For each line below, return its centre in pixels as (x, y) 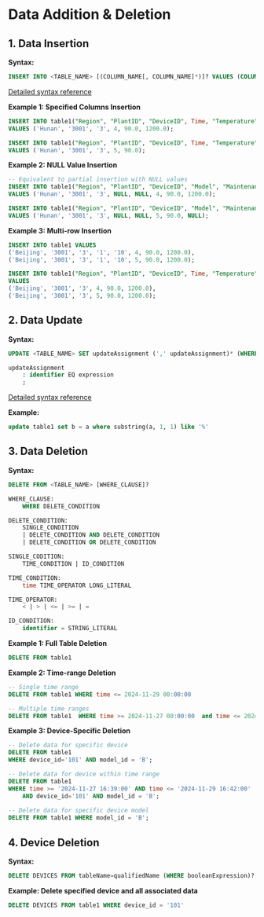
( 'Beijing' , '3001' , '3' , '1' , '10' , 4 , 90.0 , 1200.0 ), (101, 252)
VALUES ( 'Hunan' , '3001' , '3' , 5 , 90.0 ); (77, 150)
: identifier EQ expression (68, 375)
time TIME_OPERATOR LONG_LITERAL (77, 585)
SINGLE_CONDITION (51, 528)
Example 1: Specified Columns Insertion (75, 107)
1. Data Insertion (49, 44)
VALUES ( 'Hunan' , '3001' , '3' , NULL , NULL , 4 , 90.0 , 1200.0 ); (112, 194)
